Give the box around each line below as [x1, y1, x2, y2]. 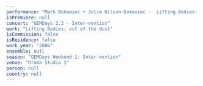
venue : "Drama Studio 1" [6, 59, 69, 65]
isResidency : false [6, 37, 56, 43]
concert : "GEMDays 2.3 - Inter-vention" [6, 20, 111, 26]
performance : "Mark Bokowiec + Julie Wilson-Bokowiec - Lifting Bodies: [6, 8, 198, 15]
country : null [6, 71, 43, 77]
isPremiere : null [6, 15, 51, 21]
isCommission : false [6, 31, 59, 38]
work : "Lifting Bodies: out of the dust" [6, 25, 113, 32]
